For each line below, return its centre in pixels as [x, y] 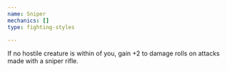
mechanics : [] [29, 21]
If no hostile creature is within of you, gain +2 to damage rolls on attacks [113, 53]
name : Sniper [27, 14]
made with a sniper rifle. [43, 61]
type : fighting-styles [41, 27]
